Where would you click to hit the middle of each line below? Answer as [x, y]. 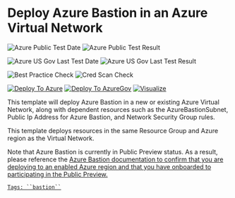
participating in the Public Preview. [58, 174]
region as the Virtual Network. [51, 138]
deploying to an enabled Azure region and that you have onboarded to [109, 166]
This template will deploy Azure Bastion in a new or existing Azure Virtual [114, 102]
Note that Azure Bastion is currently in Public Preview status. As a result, [113, 151]
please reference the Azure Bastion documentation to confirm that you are [115, 159]
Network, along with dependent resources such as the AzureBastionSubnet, [118, 109]
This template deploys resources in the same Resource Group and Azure [113, 130]
